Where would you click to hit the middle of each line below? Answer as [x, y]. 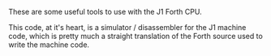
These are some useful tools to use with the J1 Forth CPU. [105, 12]
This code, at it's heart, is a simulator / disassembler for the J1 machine [127, 27]
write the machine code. [49, 45]
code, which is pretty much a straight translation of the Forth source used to [136, 36]
